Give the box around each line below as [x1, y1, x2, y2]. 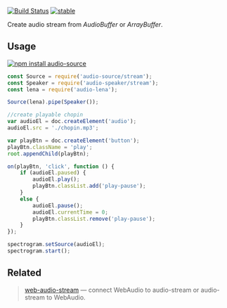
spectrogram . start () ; [7, 248, 71, 255]
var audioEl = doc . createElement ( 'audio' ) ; [7, 118, 137, 125]
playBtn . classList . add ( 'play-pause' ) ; [32, 183, 146, 190]
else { [20, 195, 39, 203]
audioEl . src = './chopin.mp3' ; [7, 124, 99, 131]
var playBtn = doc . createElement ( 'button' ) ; [7, 137, 140, 144]
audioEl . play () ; [32, 176, 80, 183]
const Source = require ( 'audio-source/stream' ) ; [7, 72, 153, 80]
